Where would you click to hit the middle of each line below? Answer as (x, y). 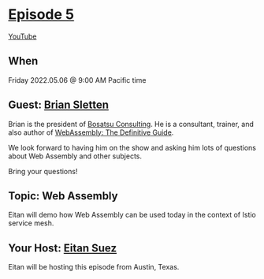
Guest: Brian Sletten (58, 105)
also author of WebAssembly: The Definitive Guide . (91, 132)
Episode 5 (41, 15)
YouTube (22, 36)
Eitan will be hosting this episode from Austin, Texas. (94, 267)
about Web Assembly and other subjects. (75, 156)
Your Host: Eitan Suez (62, 248)
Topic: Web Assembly (63, 196)
